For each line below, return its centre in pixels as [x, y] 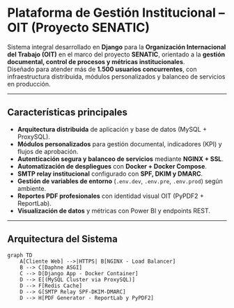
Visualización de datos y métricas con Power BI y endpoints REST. [114, 210]
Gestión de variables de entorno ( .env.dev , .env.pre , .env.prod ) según [120, 181]
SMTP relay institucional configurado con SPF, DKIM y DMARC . [110, 174]
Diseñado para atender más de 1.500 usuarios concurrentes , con [102, 69]
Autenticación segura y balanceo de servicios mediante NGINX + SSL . [120, 159]
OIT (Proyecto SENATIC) [79, 28]
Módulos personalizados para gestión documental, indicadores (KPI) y [119, 144]
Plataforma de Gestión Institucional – [116, 13]
